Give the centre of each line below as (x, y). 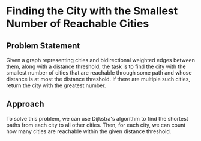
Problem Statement (43, 46)
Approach (25, 104)
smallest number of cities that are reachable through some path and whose (99, 73)
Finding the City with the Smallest (92, 11)
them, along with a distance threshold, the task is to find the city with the (96, 66)
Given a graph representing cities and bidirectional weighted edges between (100, 60)
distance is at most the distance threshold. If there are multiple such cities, (98, 79)
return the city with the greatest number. (56, 85)
